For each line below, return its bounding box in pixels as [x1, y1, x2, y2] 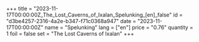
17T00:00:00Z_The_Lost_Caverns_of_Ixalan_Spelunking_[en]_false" [6, 11, 172, 18]
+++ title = [6, 5, 33, 12]
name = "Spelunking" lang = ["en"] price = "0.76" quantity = [44, 24, 194, 31]
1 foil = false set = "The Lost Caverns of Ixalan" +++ [6, 30, 135, 37]
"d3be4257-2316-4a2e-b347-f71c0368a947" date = [6, 18, 137, 24]
